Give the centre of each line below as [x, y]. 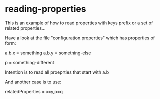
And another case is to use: [33, 82]
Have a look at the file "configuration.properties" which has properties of [80, 38]
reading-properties [46, 9]
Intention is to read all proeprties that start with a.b [57, 72]
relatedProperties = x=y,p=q [34, 91]
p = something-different [30, 62]
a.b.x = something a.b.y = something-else [48, 53]
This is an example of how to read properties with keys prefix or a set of [79, 23]
